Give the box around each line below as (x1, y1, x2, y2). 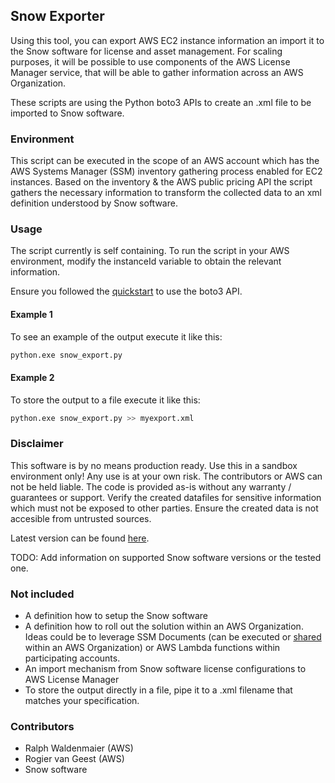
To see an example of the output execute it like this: (10, 330, 223, 343)
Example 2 (10, 372, 55, 384)
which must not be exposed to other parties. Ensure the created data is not (10, 502, 319, 514)
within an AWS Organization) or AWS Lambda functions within (24, 642, 281, 654)
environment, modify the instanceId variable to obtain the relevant (10, 255, 282, 268)
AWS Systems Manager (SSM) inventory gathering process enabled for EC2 (10, 165, 323, 178)
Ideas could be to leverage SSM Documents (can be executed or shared (24, 631, 322, 643)
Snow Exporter (10, 8, 105, 25)
